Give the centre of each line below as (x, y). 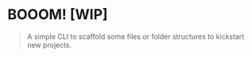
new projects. (49, 44)
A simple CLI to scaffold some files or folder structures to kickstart (136, 36)
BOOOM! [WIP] (58, 15)
